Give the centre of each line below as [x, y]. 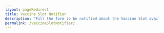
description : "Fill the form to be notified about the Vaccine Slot [76, 18]
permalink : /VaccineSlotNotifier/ [40, 23]
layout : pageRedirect [27, 9]
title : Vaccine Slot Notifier [36, 14]
